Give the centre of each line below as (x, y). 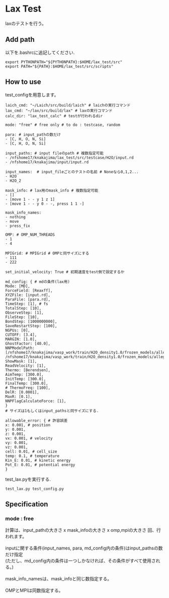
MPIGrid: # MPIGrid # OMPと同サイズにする (47, 253)
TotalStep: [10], (23, 308)
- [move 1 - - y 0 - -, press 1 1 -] (45, 204)
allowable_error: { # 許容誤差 (36, 420)
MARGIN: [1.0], (21, 339)
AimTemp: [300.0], (24, 374)
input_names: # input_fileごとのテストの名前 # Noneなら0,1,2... (72, 172)
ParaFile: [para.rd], (28, 299)
